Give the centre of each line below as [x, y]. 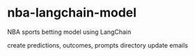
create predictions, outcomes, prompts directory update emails [97, 45]
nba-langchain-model [72, 13]
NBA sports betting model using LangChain [69, 32]
